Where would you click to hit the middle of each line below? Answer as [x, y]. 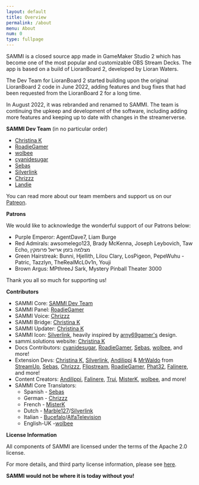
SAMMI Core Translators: [46, 385]
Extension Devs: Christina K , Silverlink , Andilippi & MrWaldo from [94, 360]
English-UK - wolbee [48, 423]
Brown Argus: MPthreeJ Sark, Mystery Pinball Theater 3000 [88, 269]
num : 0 [14, 34]
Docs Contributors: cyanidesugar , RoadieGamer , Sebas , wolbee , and [99, 348]
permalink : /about [29, 23]
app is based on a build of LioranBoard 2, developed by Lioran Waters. [92, 69]
